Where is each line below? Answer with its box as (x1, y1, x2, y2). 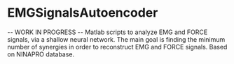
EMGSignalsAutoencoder (7, 5, 158, 21)
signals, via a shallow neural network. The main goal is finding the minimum (7, 35, 226, 43)
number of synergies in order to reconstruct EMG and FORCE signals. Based (7, 42, 228, 51)
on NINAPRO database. (7, 50, 75, 58)
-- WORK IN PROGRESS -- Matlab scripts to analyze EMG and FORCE (7, 28, 208, 36)
